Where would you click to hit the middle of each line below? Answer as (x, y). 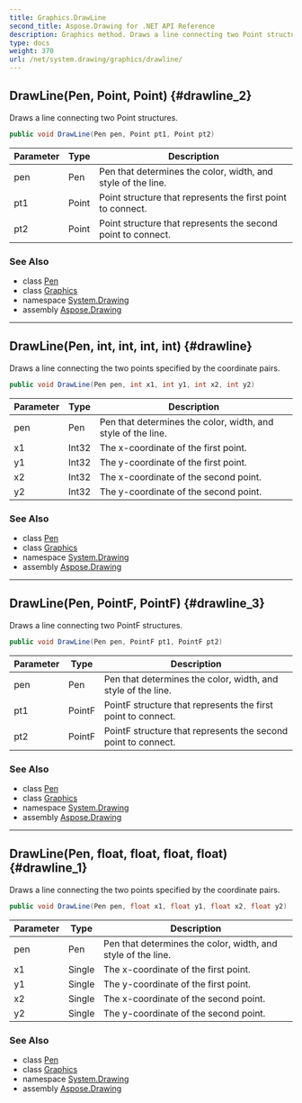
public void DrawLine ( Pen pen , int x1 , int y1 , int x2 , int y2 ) (132, 384)
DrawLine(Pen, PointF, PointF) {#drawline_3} (137, 604)
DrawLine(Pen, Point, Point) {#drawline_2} (131, 96)
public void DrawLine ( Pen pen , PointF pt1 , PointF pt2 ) (116, 642)
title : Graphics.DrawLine (58, 18)
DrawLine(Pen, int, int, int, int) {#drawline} (131, 346)
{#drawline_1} (49, 868)
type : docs (30, 43)
